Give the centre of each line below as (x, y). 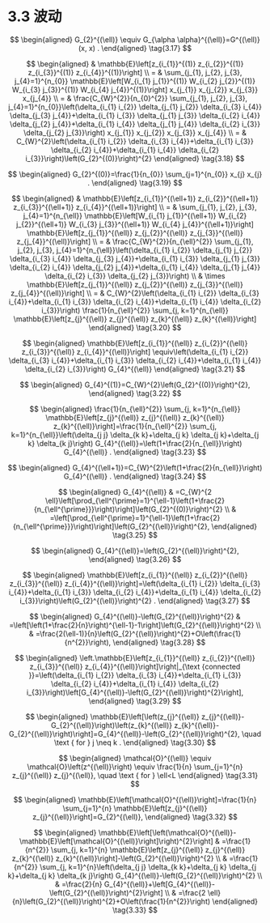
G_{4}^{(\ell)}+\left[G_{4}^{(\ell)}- (160, 884)
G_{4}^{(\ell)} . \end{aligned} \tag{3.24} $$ (135, 476)
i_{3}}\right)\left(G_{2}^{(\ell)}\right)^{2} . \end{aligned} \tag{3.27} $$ (135, 601)
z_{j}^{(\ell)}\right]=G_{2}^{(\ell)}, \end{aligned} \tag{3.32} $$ (135, 817)
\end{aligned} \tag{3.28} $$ (159, 642)
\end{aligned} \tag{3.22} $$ (135, 393)
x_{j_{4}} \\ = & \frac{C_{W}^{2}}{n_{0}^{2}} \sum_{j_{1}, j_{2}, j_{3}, (135, 98)
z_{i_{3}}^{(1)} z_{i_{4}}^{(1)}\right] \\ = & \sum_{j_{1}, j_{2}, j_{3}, (135, 72)
